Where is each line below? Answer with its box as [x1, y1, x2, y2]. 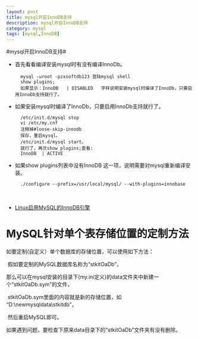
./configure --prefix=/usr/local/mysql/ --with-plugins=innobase [20, 181, 186, 187]
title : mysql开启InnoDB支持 [6, 14, 73, 20]
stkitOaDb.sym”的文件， [14, 281, 73, 288]
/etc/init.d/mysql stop [20, 115, 79, 121]
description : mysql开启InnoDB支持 [6, 20, 88, 26]
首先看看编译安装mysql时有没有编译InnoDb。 [14, 61, 126, 68]
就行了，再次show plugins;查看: [20, 146, 93, 152]
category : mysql [6, 25, 46, 32]
